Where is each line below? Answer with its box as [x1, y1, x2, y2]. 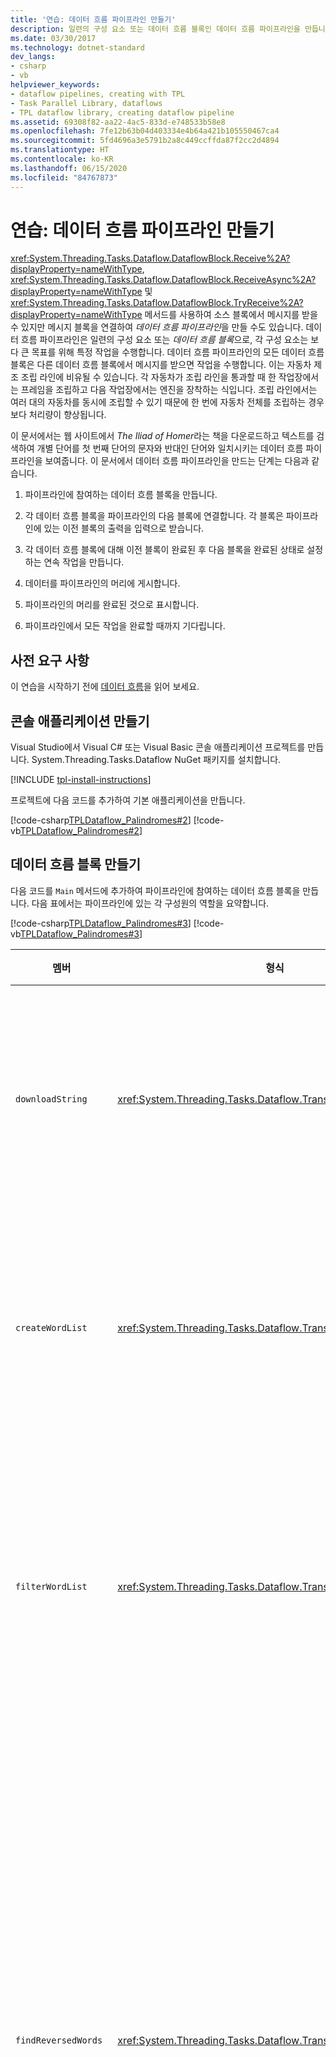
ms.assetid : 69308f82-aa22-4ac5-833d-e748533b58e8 [10, 117, 226, 127]
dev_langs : [10, 52, 56, 62]
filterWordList [15, 1581, 88, 1592]
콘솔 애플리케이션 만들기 [10, 712, 150, 730]
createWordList [15, 1322, 88, 1333]
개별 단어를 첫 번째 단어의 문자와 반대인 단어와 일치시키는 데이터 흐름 [36, 442, 304, 455]
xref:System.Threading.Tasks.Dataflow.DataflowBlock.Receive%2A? [10, 252, 291, 265]
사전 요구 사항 [10, 652, 90, 669]
